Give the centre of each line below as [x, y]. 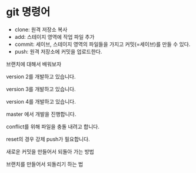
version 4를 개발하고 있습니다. [41, 101]
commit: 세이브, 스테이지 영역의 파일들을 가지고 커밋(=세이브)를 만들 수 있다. [102, 44]
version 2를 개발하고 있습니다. [41, 76]
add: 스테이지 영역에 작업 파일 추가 [54, 36]
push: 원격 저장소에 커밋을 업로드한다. [58, 51]
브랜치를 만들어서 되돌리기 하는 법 [45, 164]
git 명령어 [28, 12]
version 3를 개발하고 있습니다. [41, 89]
